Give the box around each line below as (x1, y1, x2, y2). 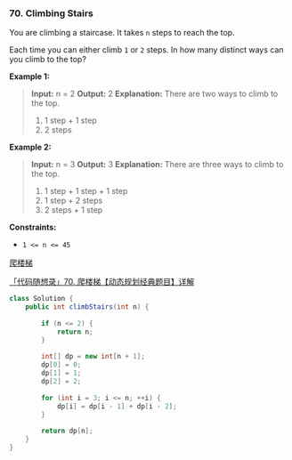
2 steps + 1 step (44, 205, 103, 215)
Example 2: (9, 141, 52, 153)
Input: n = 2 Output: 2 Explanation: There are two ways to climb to (30, 88, 279, 100)
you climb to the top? (9, 54, 87, 65)
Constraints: (9, 222, 57, 233)
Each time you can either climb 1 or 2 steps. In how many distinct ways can (9, 44, 284, 55)
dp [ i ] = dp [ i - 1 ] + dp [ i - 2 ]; (56, 401, 177, 411)
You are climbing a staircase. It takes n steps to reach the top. (9, 28, 235, 38)
